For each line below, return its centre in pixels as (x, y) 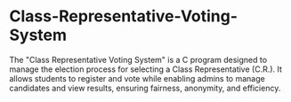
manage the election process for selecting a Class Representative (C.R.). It (146, 69)
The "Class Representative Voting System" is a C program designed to (138, 59)
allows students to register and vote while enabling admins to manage (137, 78)
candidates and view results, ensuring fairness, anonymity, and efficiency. (145, 88)
